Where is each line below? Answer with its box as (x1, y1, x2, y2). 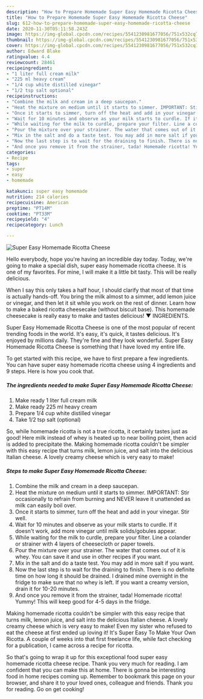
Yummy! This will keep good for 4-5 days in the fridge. (14, 598, 151, 605)
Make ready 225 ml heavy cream (14, 403, 97, 410)
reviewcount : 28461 (6, 59, 56, 65)
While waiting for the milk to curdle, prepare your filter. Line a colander (14, 533, 191, 541)
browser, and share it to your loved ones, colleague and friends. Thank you (6, 679, 193, 686)
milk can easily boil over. (14, 501, 77, 509)
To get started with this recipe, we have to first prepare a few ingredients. (6, 355, 189, 362)
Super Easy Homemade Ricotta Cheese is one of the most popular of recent (6, 324, 195, 331)
